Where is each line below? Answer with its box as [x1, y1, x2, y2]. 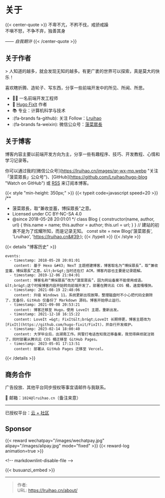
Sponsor [5, 424, 32, 433]
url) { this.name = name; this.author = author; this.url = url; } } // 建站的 [12, 222, 155, 228]
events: [5, 253, 21, 258]
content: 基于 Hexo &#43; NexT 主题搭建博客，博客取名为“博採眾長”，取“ [14, 263, 151, 268]
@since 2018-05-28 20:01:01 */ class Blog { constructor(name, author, [12, 216, 155, 222]
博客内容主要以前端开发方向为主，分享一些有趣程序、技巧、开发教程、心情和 [5, 151, 160, 157]
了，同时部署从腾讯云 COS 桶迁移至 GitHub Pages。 [5, 337, 100, 342]
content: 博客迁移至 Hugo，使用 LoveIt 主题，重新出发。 [14, 307, 121, 312]
